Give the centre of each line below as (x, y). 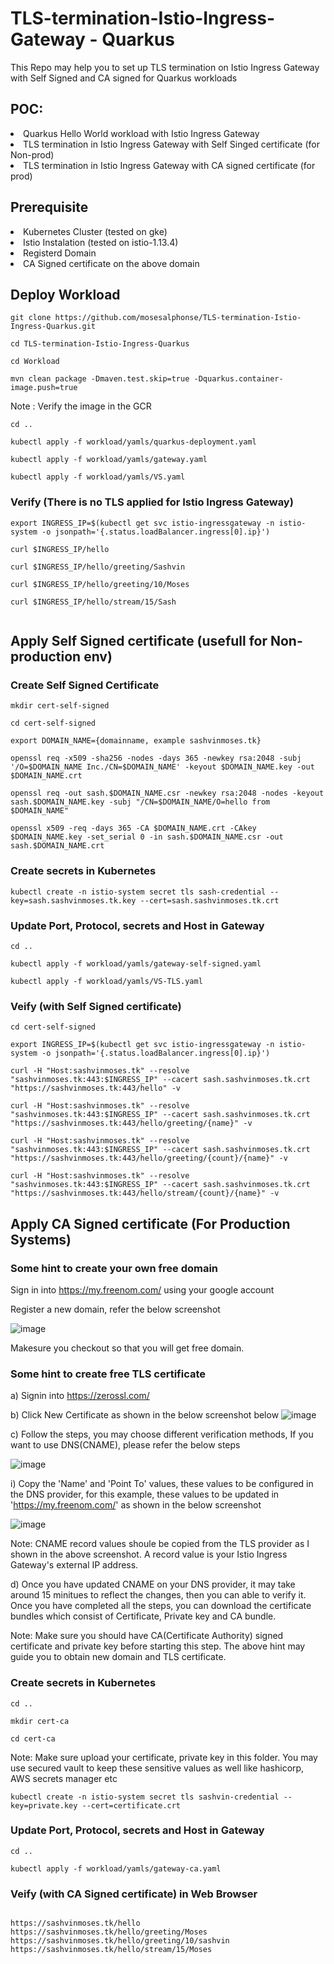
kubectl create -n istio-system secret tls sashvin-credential (145, 1797)
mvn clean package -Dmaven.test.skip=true (100, 379)
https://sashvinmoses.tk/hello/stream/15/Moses (111, 1950)
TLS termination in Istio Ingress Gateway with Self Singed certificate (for (171, 144)
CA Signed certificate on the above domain (111, 263)
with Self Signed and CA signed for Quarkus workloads (124, 78)
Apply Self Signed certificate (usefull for (139, 641)
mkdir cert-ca (40, 1721)
